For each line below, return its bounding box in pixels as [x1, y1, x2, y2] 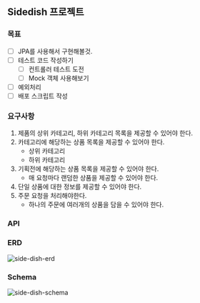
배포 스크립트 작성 [17, 91, 68, 100]
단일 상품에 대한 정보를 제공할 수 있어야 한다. [17, 182, 142, 191]
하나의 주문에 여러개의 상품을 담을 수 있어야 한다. [28, 200, 164, 209]
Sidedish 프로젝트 [7, 6, 84, 19]
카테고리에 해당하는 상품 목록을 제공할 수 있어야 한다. [17, 138, 165, 146]
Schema [7, 272, 37, 282]
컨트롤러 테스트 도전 [28, 64, 84, 73]
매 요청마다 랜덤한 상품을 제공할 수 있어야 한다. [28, 174, 159, 182]
